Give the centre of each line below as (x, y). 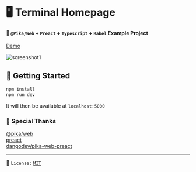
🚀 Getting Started (38, 76)
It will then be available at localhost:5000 (55, 106)
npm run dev (20, 95)
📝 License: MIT (24, 163)
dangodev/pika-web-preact (39, 146)
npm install (20, 90)
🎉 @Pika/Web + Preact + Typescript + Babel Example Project (77, 33)
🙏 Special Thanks (31, 121)
